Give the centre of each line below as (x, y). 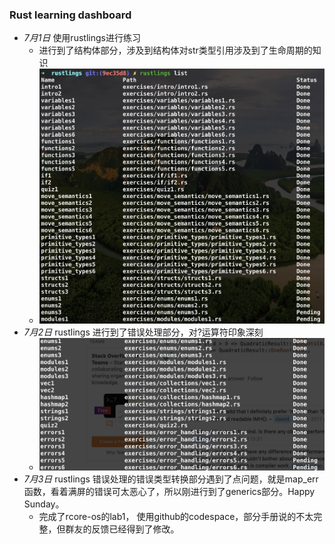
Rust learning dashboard (70, 15)
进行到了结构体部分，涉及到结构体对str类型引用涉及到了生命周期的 (175, 50)
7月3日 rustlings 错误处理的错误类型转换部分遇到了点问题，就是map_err (171, 479)
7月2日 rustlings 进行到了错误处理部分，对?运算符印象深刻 (143, 332)
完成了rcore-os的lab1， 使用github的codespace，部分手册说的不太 (176, 516)
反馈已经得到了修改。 (135, 529)
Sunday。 (44, 504)
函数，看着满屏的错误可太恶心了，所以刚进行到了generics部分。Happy (169, 491)
